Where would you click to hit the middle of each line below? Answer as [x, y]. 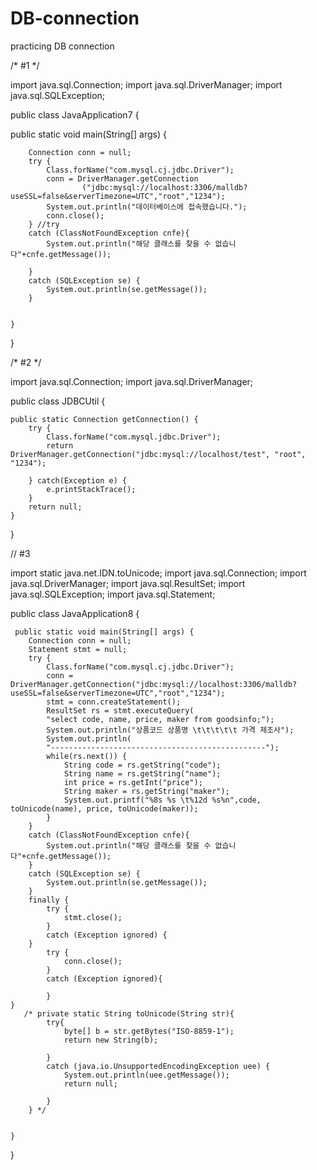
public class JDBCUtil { [58, 401]
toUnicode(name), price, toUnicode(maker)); [104, 808]
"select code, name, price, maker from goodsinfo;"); [160, 719]
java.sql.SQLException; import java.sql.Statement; [113, 594]
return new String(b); [111, 1040]
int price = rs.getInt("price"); [133, 782]
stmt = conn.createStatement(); [114, 702]
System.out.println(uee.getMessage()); [146, 1075]
